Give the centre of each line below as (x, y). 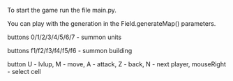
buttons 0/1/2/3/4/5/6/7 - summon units (65, 37)
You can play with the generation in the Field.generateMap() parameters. (112, 23)
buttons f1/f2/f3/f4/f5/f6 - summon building (70, 51)
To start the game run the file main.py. (62, 10)
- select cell (24, 72)
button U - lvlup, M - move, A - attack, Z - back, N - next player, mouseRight (117, 64)
